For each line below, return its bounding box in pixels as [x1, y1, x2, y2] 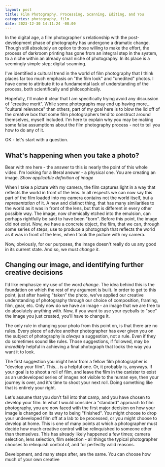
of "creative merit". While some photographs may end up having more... [5, 101, 151, 107]
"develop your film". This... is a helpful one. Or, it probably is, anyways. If [5, 364, 153, 370]
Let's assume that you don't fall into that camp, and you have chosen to [5, 394, 150, 400]
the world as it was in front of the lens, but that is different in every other [5, 206, 152, 212]
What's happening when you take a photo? [5, 151, 139, 160]
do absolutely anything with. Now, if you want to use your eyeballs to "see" [5, 307, 157, 314]
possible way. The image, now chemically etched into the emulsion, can [5, 211, 151, 216]
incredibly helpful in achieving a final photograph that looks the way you [5, 343, 151, 349]
